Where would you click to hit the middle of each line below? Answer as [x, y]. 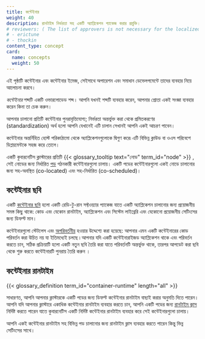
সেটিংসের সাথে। [21, 330]
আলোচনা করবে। [21, 87]
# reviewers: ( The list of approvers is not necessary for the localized [103, 29]
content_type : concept [35, 46]
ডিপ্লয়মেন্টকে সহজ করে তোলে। [33, 145]
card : [13, 52]
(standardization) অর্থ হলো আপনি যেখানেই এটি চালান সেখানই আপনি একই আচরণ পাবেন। [91, 125]
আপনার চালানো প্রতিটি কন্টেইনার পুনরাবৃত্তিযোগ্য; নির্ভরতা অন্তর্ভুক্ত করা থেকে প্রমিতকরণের [81, 118]
